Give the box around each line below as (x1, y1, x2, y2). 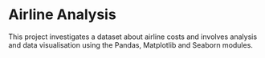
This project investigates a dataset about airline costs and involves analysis (8, 32, 258, 41)
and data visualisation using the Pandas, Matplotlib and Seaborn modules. (8, 40, 253, 49)
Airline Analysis (8, 6, 116, 24)
